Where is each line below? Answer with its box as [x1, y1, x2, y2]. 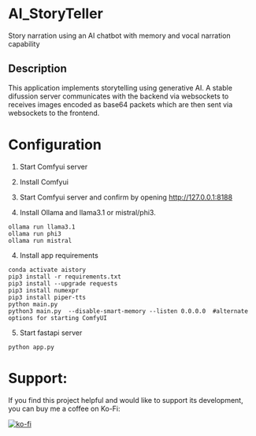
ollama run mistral [8, 237, 72, 244]
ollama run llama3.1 [8, 222, 76, 231]
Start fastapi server [19, 328, 83, 337]
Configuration [8, 136, 102, 154]
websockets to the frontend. [8, 108, 100, 117]
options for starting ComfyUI [8, 314, 108, 322]
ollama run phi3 [8, 229, 61, 237]
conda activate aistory [8, 266, 87, 274]
